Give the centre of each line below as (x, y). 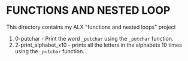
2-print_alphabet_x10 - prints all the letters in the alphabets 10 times (98, 45)
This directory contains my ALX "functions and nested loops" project (91, 27)
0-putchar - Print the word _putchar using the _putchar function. (94, 38)
